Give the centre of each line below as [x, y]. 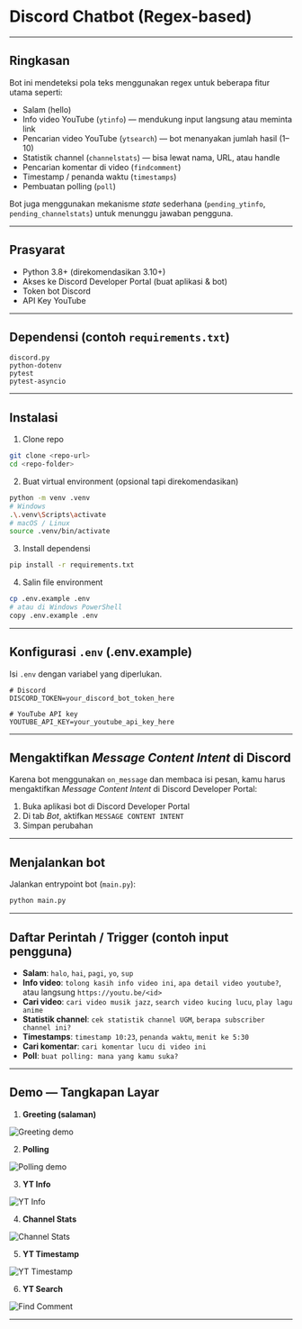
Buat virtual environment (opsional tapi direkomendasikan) [130, 481]
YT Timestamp [50, 1253]
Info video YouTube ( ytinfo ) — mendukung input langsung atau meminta [157, 119]
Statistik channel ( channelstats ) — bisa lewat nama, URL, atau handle [151, 157]
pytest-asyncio [38, 382]
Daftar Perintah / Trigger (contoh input [119, 938]
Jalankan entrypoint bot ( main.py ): [73, 884]
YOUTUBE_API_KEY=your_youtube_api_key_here [92, 722]
